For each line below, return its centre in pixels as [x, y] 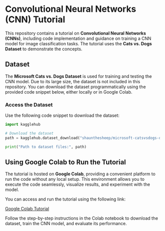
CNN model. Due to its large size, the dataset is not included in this [73, 81]
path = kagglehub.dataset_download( [42, 138]
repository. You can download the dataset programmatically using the [76, 87]
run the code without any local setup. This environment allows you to [75, 179]
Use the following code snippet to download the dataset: [62, 115]
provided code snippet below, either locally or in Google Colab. [69, 92]
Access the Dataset [29, 104]
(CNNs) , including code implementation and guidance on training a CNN [78, 38]
